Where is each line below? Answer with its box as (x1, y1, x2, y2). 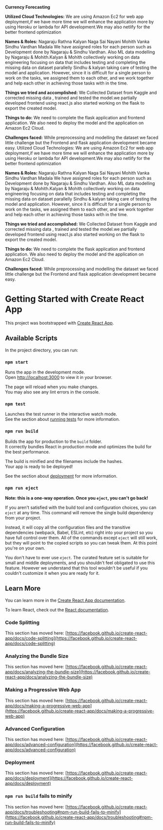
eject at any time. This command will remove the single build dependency (5, 509, 154, 515)
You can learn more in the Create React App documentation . (5, 597, 126, 603)
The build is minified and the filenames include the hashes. (5, 458, 123, 464)
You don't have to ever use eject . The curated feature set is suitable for (5, 554, 149, 560)
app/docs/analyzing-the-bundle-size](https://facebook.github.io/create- (5, 669, 151, 675)
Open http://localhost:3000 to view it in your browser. (5, 374, 113, 380)
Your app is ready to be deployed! (5, 463, 73, 469)
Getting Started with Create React (5, 293, 145, 305)
